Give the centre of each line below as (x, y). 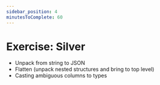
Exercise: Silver (46, 47)
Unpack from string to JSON (50, 63)
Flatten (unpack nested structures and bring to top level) (84, 70)
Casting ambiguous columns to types (61, 75)
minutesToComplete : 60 (34, 17)
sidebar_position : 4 (32, 12)
